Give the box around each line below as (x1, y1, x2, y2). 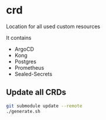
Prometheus (14, 64, 45, 71)
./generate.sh (6, 108, 41, 114)
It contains (6, 34, 32, 41)
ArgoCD (14, 45, 34, 53)
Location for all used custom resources (6, 23, 101, 30)
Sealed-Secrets (14, 70, 53, 77)
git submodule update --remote (6, 103, 83, 109)
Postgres (14, 58, 37, 65)
